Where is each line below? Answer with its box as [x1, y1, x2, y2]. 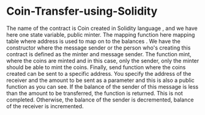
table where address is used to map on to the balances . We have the [6, 37, 181, 45]
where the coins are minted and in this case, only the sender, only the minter [6, 57, 199, 64]
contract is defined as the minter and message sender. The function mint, [6, 50, 192, 57]
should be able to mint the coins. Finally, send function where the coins [6, 63, 186, 71]
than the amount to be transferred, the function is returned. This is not [6, 89, 183, 97]
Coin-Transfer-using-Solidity [6, 4, 158, 18]
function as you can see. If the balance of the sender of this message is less [6, 83, 199, 90]
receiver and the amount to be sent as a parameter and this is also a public [6, 76, 195, 84]
